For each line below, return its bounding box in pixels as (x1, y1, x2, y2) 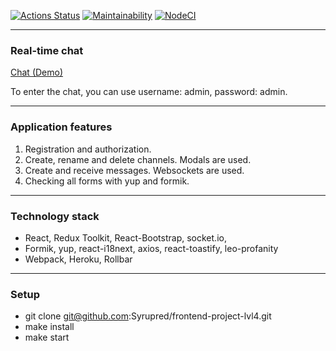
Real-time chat (10, 43, 84, 57)
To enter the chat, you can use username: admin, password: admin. (10, 86, 288, 98)
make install (24, 321, 75, 333)
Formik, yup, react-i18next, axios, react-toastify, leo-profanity (24, 242, 279, 254)
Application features (10, 120, 113, 134)
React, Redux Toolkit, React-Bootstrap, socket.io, (24, 231, 227, 244)
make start (24, 331, 70, 344)
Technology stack (10, 209, 100, 223)
